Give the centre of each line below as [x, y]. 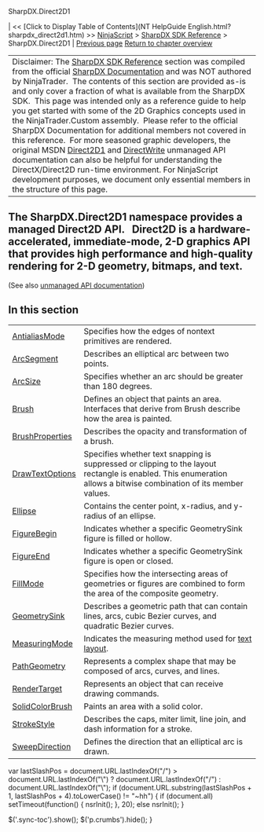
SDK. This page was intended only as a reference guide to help [129, 101]
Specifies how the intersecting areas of [156, 574]
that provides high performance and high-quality [130, 254]
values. [97, 493]
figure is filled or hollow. [128, 538]
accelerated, [40, 242]
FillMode [28, 583]
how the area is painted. [128, 418]
